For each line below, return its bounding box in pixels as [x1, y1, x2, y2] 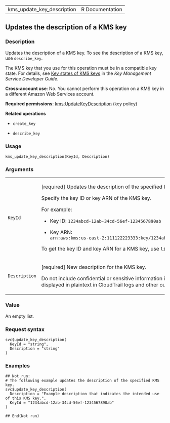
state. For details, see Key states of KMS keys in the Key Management [5, 70, 152, 76]
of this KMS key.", [5, 396, 47, 401]
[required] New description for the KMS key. [41, 264, 147, 271]
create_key [12, 121, 36, 126]
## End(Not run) [5, 413, 39, 419]
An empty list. [5, 313, 34, 319]
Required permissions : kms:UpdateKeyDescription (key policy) [5, 101, 138, 107]
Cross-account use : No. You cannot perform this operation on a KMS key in [5, 86, 164, 92]
